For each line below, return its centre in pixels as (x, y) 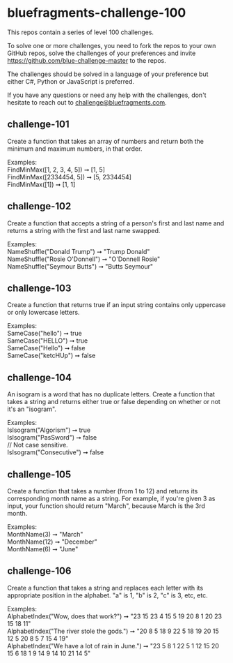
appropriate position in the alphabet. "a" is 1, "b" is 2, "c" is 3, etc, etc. (107, 595)
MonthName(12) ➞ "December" (52, 542)
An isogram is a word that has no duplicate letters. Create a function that (111, 394)
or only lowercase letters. (43, 313)
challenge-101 (38, 125)
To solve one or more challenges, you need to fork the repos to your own (112, 45)
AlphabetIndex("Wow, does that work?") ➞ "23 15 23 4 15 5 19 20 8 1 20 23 (115, 616)
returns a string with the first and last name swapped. (84, 230)
